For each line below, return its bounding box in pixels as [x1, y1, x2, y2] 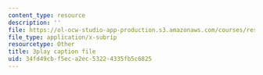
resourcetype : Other [8, 41, 76, 48]
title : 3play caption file [8, 48, 96, 55]
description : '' [8, 19, 61, 27]
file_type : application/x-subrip [8, 33, 117, 41]
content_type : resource [8, 11, 86, 20]
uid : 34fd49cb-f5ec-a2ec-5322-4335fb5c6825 [8, 55, 153, 63]
